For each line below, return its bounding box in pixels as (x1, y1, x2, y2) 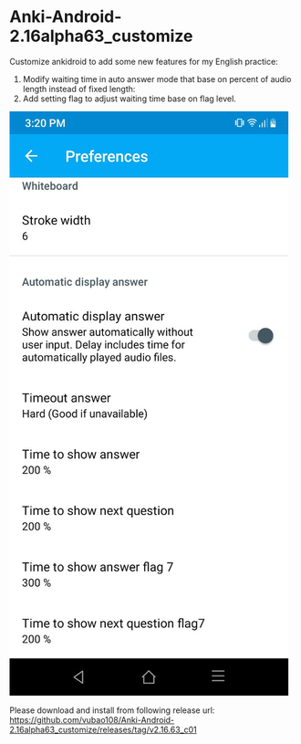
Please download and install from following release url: (9, 705, 215, 716)
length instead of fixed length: (22, 83, 136, 94)
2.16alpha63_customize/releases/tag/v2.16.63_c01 (9, 724, 198, 735)
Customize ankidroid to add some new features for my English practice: (9, 56, 278, 67)
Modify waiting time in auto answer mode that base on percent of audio (22, 73, 292, 84)
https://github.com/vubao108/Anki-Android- (9, 714, 175, 725)
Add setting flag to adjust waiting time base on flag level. (22, 93, 237, 104)
